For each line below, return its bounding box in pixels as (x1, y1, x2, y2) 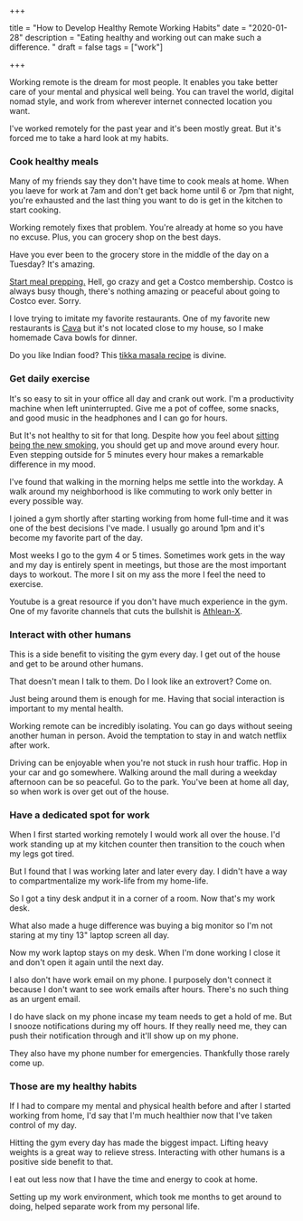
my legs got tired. (9, 848, 75, 859)
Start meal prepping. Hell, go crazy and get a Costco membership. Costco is (9, 277, 294, 288)
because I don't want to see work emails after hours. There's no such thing (9, 984, 289, 995)
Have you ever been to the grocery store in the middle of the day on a (9, 250, 270, 260)
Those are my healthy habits (9, 1080, 137, 1093)
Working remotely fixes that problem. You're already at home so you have (9, 222, 283, 233)
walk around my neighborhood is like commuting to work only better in (9, 486, 273, 497)
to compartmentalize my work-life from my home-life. (9, 876, 209, 886)
